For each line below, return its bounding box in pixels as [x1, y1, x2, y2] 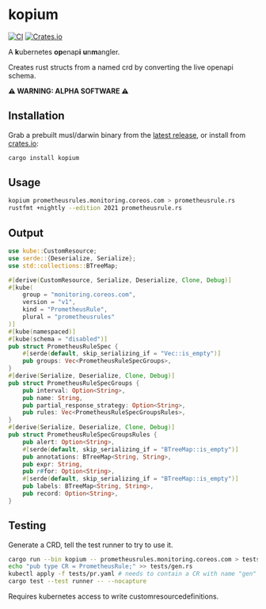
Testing [8, 519, 47, 532]
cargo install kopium [8, 154, 80, 162]
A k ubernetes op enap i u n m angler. [8, 47, 120, 56]
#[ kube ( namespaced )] [8, 327, 77, 336]
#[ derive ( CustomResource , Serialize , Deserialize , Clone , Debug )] [8, 276, 232, 284]
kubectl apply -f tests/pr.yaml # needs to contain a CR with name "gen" [8, 570, 257, 578]
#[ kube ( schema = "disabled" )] [8, 335, 108, 343]
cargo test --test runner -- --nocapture [8, 577, 147, 585]
